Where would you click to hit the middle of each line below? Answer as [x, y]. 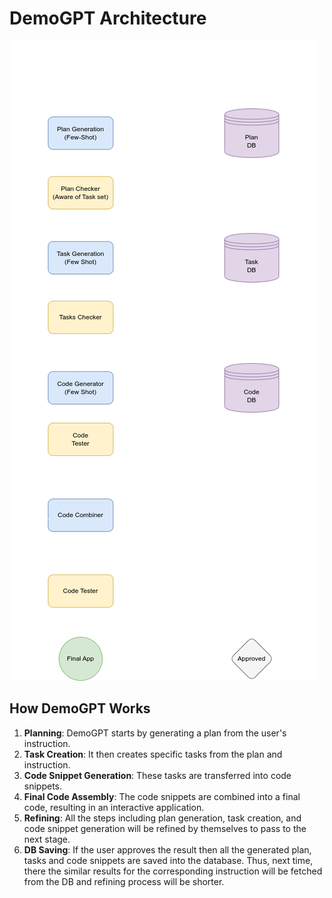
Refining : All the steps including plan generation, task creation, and [162, 818]
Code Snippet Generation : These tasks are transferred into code [157, 775]
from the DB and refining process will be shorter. [124, 881]
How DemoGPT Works [80, 708]
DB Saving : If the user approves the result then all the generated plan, [167, 849]
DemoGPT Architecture [108, 18]
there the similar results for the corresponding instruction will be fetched [173, 871]
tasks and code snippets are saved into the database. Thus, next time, [168, 860]
